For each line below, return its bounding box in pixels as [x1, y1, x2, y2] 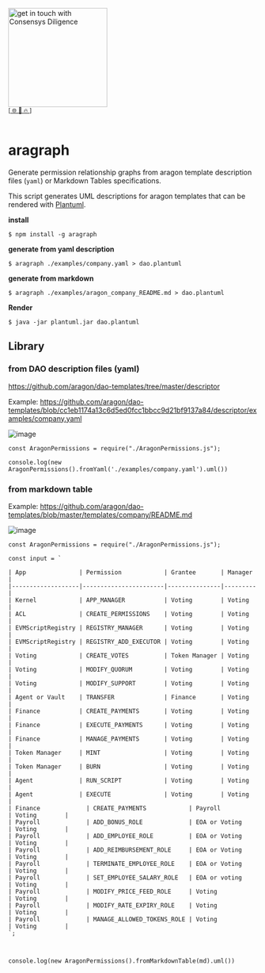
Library [8, 339, 45, 353]
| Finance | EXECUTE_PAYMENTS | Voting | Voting [8, 721, 249, 729]
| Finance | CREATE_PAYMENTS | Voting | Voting [8, 707, 249, 715]
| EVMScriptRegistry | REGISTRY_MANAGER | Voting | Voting [8, 623, 249, 632]
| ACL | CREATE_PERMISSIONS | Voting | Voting [8, 610, 249, 618]
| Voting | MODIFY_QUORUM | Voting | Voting [8, 665, 249, 673]
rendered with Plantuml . [8, 199, 86, 209]
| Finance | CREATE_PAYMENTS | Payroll [8, 804, 221, 812]
